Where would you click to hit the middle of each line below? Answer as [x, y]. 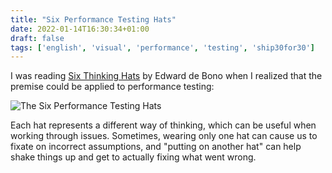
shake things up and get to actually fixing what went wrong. [133, 157]
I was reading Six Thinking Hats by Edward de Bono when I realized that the [166, 76]
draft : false [37, 38]
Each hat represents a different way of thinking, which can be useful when [163, 125]
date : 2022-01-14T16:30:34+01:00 [80, 29]
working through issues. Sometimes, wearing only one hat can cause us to [164, 136]
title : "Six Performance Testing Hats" [93, 19]
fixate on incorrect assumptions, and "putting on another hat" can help [156, 147]
